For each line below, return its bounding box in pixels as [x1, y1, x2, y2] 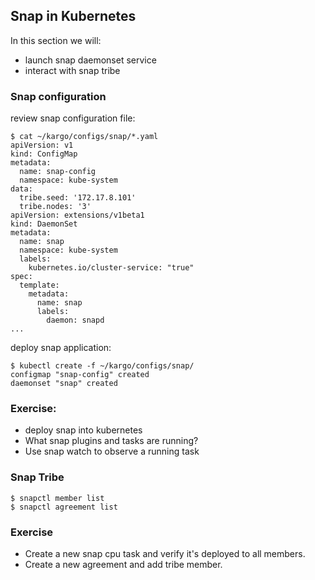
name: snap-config [19, 167, 97, 177]
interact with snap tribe [24, 64, 121, 76]
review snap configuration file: [10, 112, 136, 124]
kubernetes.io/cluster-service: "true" [28, 263, 195, 273]
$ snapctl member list [10, 493, 105, 503]
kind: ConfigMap [10, 149, 78, 159]
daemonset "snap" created [10, 379, 118, 389]
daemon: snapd [46, 315, 105, 326]
